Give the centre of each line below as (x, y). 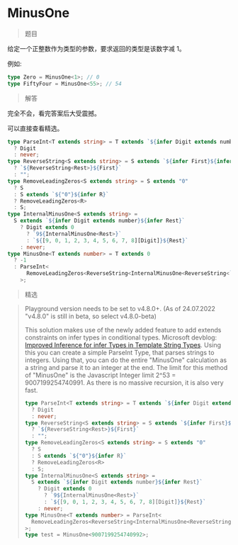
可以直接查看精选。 (35, 128)
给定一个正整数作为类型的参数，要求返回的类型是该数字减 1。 (96, 48)
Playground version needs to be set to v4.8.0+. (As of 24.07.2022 (120, 308)
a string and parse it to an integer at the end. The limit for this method (126, 367)
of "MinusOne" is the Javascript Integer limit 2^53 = (100, 375)
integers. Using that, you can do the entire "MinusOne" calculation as (126, 360)
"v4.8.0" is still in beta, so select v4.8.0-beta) (91, 316)
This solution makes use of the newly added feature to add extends (123, 330)
